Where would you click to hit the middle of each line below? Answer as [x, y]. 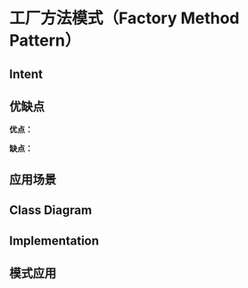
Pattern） [45, 41]
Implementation [54, 240]
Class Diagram [50, 210]
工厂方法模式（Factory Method [124, 18]
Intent [26, 74]
